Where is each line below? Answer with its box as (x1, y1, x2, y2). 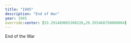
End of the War (5, 33, 35, 39)
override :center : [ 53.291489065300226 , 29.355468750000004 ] (5, 20, 127, 25)
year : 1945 (5, 16, 27, 21)
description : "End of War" (5, 11, 60, 16)
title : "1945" (5, 7, 34, 12)
